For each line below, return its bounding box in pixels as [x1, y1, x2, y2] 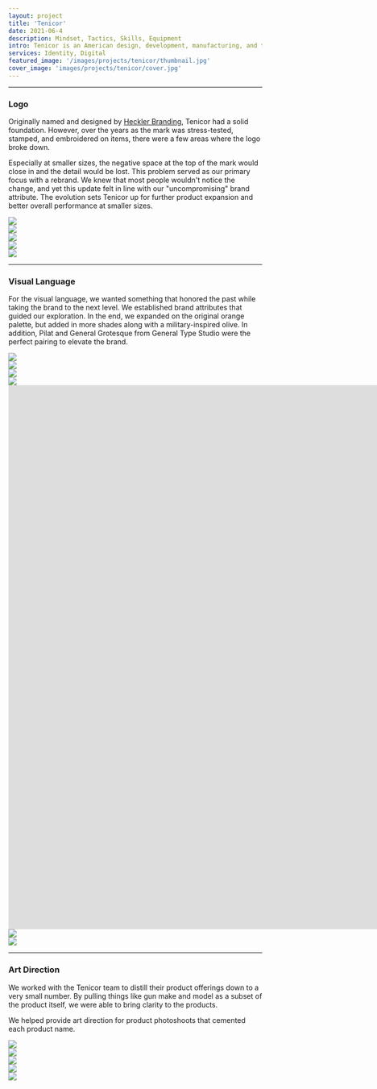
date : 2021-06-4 [8, 27, 63, 35]
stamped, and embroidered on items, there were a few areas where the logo [8, 134, 261, 143]
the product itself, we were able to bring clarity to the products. [8, 1000, 218, 1009]
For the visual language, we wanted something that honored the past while [8, 294, 256, 304]
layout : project [8, 11, 63, 20]
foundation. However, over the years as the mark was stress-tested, [8, 126, 234, 135]
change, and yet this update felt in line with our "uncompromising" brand [8, 184, 250, 193]
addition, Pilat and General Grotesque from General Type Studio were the [8, 328, 251, 339]
